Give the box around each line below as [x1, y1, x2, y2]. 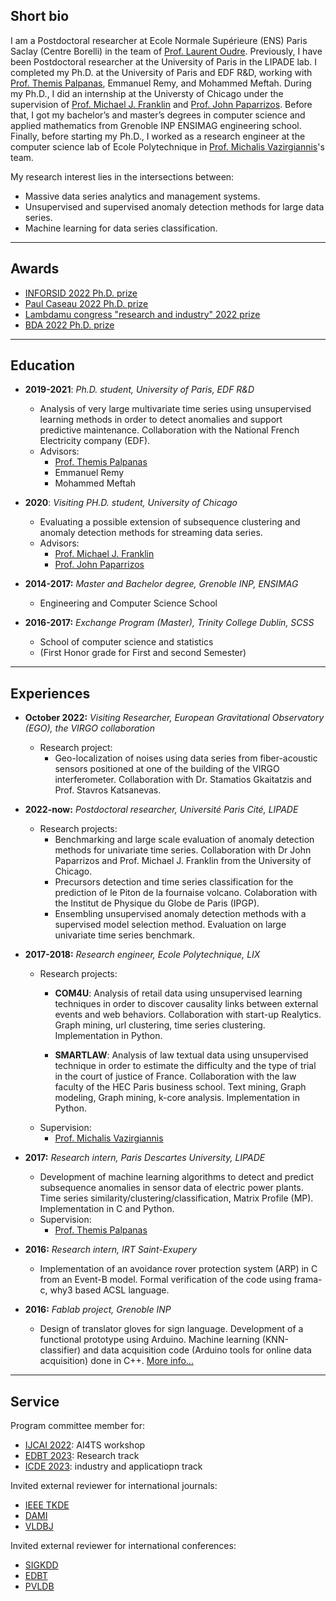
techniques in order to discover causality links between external [54, 998, 319, 1010]
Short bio [10, 8, 70, 25]
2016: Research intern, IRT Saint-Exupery [24, 1244, 198, 1256]
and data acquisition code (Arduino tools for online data [83, 1344, 312, 1356]
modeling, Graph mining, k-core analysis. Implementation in [54, 1092, 300, 1104]
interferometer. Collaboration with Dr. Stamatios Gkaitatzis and [54, 774, 312, 786]
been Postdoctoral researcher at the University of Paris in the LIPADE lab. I [10, 55, 318, 68]
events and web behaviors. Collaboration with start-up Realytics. [54, 1009, 322, 1021]
